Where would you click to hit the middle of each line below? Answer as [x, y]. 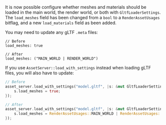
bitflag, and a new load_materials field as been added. [61, 23]
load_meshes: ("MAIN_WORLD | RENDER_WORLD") [52, 59]
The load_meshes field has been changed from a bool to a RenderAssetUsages [83, 17]
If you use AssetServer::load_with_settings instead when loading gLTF [78, 68]
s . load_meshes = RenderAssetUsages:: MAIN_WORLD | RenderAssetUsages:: [88, 114]
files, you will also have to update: [40, 73]
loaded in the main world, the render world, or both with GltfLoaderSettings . [83, 12]
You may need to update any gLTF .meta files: [51, 32]
